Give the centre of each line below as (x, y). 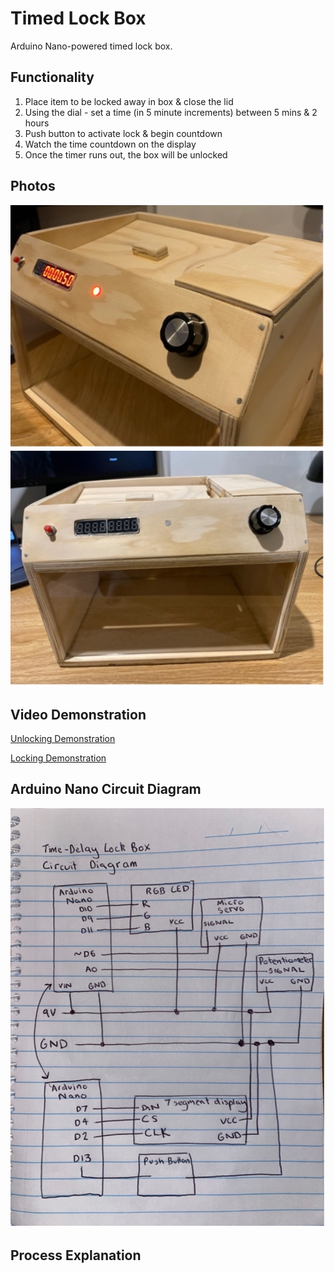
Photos (33, 186)
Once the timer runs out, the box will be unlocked (126, 154)
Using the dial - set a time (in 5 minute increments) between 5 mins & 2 (171, 112)
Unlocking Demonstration (63, 739)
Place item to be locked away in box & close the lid (129, 101)
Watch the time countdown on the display (110, 144)
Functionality (52, 77)
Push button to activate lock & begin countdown (123, 133)
